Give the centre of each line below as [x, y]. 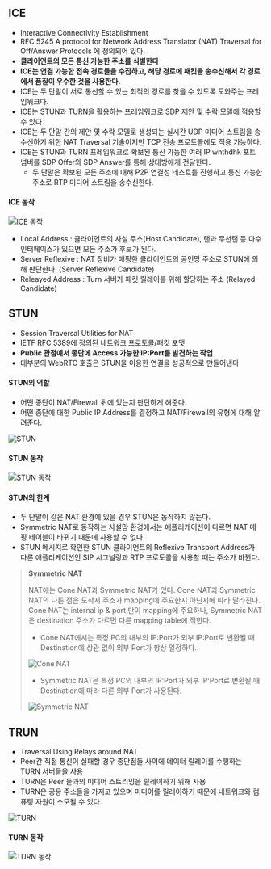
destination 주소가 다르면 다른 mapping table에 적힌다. [124, 620]
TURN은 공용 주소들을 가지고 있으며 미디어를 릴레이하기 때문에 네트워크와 [135, 791]
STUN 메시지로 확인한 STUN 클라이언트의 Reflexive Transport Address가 [138, 548]
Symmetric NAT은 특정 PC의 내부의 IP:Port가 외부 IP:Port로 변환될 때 [150, 681]
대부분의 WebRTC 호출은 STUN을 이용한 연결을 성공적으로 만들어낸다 [129, 363]
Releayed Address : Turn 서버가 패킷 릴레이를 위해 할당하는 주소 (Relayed [138, 279]
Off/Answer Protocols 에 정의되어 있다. [82, 51]
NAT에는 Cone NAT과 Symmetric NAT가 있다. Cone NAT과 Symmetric [142, 590]
